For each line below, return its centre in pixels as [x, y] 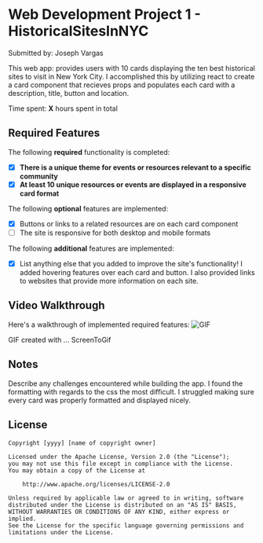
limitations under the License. [61, 532]
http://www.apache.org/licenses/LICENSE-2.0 [96, 484]
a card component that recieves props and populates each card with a [122, 85]
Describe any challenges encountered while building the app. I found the [126, 383]
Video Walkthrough [57, 305]
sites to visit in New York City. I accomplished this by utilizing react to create [131, 76]
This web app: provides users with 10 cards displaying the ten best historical [131, 68]
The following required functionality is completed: [89, 152]
